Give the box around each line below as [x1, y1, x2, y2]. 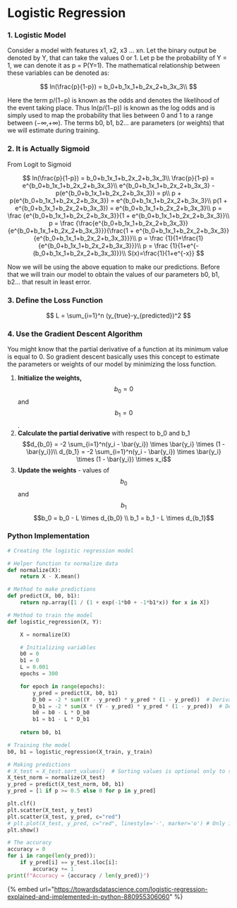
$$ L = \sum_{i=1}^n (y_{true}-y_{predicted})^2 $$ [45, 311, 192, 320]
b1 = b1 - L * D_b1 [32, 716, 90, 723]
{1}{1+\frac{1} [164, 233, 204, 242]
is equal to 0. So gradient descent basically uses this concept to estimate [7, 352, 220, 361]
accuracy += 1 [32, 865, 74, 873]
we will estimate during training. [7, 126, 100, 135]
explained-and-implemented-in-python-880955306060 [7, 892, 170, 901]
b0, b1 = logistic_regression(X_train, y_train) [7, 748, 153, 755]
